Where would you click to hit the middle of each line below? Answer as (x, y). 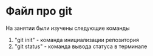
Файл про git (39, 11)
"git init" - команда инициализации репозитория (77, 40)
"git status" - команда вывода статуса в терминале (81, 46)
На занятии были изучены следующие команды (68, 28)
